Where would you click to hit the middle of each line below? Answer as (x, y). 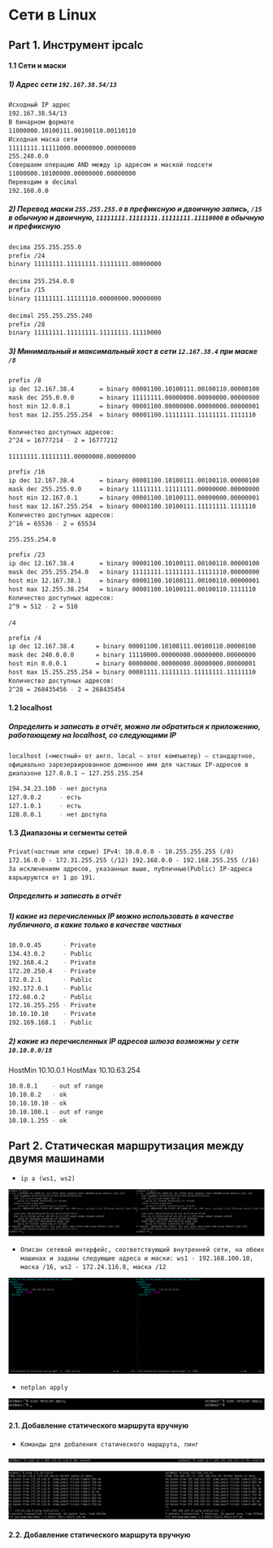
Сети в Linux (53, 15)
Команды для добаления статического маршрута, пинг (109, 1445)
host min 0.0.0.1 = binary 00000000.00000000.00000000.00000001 (132, 664)
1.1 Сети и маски (37, 66)
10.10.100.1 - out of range (56, 1112)
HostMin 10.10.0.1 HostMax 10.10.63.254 (74, 1071)
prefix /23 (27, 555)
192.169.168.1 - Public (50, 1023)
